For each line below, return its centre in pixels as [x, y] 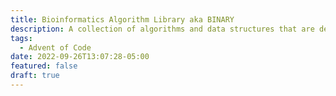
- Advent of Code [55, 47]
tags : [21, 38]
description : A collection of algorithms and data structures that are [162, 29]
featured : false [44, 66]
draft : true [35, 76]
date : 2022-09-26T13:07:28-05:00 [80, 57]
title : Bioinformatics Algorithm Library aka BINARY [122, 19]
